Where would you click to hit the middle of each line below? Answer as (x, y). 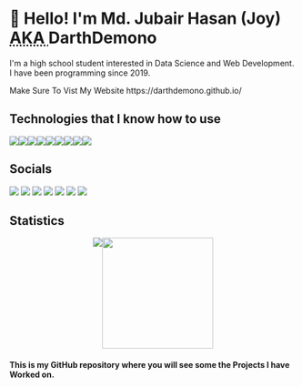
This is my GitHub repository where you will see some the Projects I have (150, 364)
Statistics (37, 221)
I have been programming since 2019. (80, 73)
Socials (31, 169)
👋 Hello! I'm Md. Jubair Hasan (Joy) (146, 19)
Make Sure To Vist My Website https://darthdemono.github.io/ (126, 90)
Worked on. (32, 374)
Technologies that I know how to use (115, 119)
